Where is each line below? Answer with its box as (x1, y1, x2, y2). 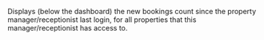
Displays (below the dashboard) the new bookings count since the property (7, 7, 257, 16)
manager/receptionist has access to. (7, 24, 128, 32)
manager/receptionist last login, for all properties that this (7, 15, 197, 24)
